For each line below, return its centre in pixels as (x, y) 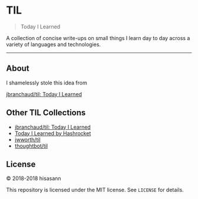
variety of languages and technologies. (54, 44)
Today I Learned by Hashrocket (53, 133)
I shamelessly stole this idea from (47, 83)
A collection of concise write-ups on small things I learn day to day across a (98, 38)
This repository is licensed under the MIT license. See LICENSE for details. (95, 190)
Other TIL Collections (46, 113)
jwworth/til (27, 139)
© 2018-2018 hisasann (34, 178)
